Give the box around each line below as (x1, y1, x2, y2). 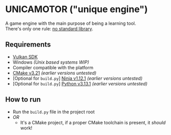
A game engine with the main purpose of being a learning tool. (5, 20, 136, 26)
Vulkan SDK (12, 54, 38, 60)
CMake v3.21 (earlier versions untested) (12, 70, 97, 76)
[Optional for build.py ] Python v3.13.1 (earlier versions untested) (12, 80, 148, 86)
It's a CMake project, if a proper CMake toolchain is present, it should (20, 119, 166, 125)
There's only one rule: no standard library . (5, 25, 93, 31)
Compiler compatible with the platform (12, 64, 94, 70)
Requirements (5, 40, 51, 49)
